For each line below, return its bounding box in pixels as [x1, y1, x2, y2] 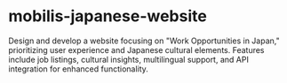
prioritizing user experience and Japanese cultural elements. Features [8, 44, 265, 55]
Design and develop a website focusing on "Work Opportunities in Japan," [8, 35, 281, 46]
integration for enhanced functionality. [8, 64, 148, 74]
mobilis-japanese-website [8, 6, 208, 26]
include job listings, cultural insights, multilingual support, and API [8, 54, 250, 64]
